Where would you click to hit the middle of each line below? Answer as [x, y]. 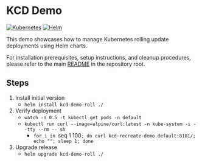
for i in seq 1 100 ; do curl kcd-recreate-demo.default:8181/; [114, 135]
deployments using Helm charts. [47, 46]
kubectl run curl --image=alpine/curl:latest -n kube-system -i [107, 124]
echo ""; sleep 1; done [63, 141]
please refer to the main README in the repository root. [76, 64]
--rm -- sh [52, 129]
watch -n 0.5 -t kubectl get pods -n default [83, 117]
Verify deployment [38, 111]
